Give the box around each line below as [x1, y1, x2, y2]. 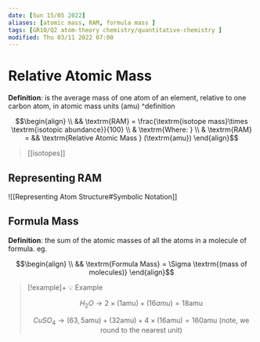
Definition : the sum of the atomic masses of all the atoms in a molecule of [8, 235, 247, 245]
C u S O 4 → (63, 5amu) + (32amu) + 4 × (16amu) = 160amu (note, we [33, 315, 250, 326]
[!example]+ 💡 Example [27, 282, 103, 292]
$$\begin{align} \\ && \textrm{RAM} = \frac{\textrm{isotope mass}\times [15, 117, 248, 126]
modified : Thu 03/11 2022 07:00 [8, 33, 114, 42]
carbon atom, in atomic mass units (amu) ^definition [8, 101, 175, 111]
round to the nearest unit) [100, 326, 182, 335]
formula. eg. [8, 244, 48, 253]
